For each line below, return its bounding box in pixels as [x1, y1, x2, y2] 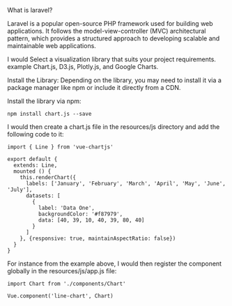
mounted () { [13, 168, 52, 175]
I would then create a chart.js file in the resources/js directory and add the [7, 123, 220, 131]
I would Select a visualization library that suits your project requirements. [7, 55, 216, 63]
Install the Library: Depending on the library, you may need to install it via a [7, 76, 222, 84]
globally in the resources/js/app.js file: [7, 267, 117, 275]
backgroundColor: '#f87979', [38, 211, 123, 217]
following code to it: [7, 130, 64, 138]
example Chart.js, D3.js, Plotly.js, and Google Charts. [7, 63, 159, 70]
